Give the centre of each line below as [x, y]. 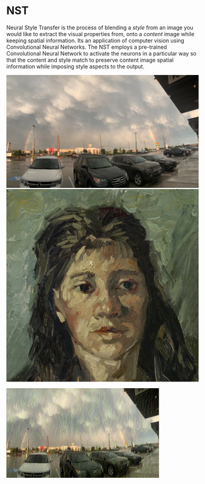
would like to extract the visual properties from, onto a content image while [100, 34]
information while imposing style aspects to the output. [75, 66]
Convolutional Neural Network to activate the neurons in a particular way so [102, 53]
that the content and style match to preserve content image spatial [90, 60]
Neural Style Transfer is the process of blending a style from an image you [100, 27]
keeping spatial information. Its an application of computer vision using [95, 40]
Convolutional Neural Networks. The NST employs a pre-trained [87, 47]
